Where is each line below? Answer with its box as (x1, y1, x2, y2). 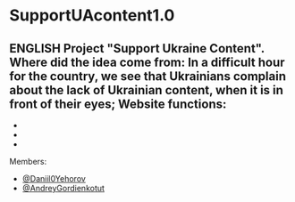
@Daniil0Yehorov (21, 174, 87, 183)
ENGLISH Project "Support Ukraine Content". (9, 41, 265, 56)
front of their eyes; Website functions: (9, 96, 227, 111)
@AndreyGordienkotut (21, 183, 105, 193)
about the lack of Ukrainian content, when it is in (9, 82, 284, 98)
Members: (9, 157, 47, 166)
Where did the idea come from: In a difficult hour (9, 54, 285, 69)
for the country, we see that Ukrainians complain (9, 69, 286, 84)
